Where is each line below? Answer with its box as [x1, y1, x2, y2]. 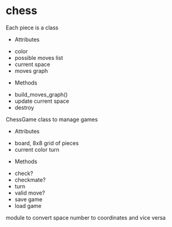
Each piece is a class [6, 24, 59, 31]
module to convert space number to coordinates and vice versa [6, 214, 166, 221]
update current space [14, 97, 70, 105]
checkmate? [14, 176, 46, 184]
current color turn [14, 146, 59, 153]
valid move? [14, 189, 45, 196]
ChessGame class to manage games [6, 116, 99, 123]
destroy [14, 103, 34, 111]
